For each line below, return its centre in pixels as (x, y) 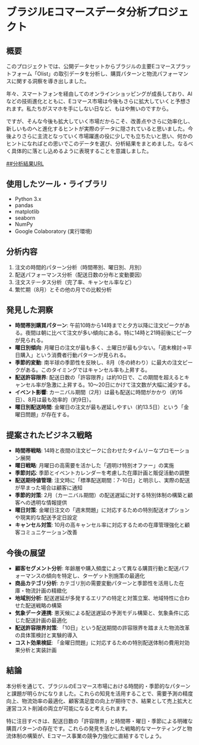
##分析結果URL (25, 164)
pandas (24, 205)
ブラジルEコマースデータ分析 (77, 12)
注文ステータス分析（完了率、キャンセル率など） (75, 282)
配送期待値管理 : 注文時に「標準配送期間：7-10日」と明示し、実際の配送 (102, 480)
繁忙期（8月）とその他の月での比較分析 (63, 290)
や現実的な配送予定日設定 (46, 517)
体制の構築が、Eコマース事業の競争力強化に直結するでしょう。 (88, 735)
